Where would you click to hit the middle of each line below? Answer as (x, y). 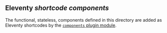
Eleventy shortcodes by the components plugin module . (61, 25)
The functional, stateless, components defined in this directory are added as (83, 20)
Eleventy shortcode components (57, 8)
